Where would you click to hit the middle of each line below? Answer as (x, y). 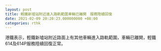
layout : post (18, 9)
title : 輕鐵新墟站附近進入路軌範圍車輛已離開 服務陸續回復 (59, 14)
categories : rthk (23, 23)
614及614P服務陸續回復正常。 (35, 44)
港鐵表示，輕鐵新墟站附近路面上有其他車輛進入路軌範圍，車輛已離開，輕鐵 (80, 37)
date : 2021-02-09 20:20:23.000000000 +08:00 (51, 18)
